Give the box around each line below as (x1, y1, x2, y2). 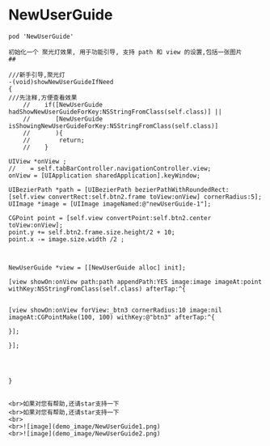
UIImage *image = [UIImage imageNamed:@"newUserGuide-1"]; (8, 200, 212, 208)
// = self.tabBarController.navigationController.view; (8, 164, 212, 172)
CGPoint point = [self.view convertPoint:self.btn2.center (8, 214, 212, 222)
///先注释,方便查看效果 (8, 93, 78, 102)
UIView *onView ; (8, 157, 67, 165)
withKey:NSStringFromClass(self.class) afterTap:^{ (8, 285, 186, 293)
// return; (23, 136, 85, 144)
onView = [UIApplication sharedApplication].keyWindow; (8, 172, 200, 180)
